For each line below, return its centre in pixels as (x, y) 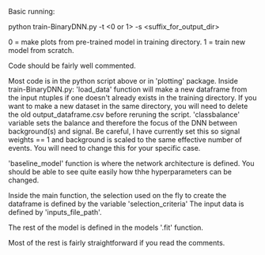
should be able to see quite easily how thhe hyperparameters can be (120, 172)
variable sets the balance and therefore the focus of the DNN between (123, 123)
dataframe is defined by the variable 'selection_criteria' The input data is (126, 204)
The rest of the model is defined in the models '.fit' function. (106, 227)
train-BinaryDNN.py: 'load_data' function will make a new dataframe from (128, 89)
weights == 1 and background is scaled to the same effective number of (125, 140)
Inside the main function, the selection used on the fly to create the (117, 195)
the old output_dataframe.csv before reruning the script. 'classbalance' (124, 114)
